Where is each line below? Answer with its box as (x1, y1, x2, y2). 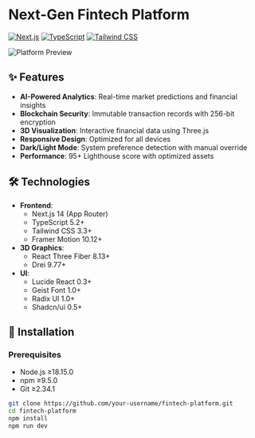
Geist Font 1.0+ (31, 285, 81, 294)
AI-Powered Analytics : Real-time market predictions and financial (19, 92, 237, 101)
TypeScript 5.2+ (31, 217, 85, 227)
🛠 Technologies (8, 176, 90, 189)
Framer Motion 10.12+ (31, 234, 103, 244)
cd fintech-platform (8, 407, 77, 416)
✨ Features (8, 70, 65, 85)
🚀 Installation (8, 325, 75, 338)
